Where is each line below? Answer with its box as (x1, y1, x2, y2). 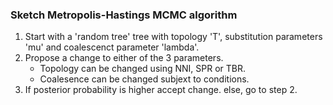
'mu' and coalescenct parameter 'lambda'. (24, 41, 200, 53)
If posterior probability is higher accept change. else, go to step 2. (24, 84, 298, 96)
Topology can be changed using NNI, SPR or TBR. (39, 63, 247, 75)
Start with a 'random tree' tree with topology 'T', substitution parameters (24, 31, 323, 43)
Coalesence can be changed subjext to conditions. (39, 73, 250, 85)
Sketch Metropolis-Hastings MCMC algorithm (10, 8, 238, 22)
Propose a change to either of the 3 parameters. (24, 52, 224, 64)
